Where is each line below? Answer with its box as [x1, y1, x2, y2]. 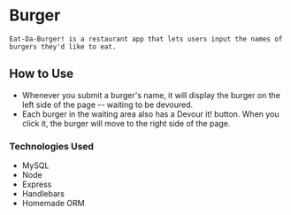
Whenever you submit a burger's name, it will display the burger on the [21, 89, 281, 100]
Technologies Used [9, 140, 95, 152]
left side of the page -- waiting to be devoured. [21, 99, 194, 110]
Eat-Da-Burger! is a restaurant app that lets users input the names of [9, 35, 283, 43]
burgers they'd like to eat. [9, 42, 117, 51]
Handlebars [21, 188, 65, 199]
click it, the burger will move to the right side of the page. [21, 118, 231, 128]
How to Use [9, 66, 74, 81]
